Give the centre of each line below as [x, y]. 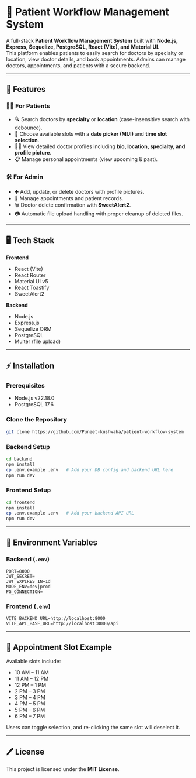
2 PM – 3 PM [30, 691]
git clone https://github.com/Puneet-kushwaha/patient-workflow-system [95, 432]
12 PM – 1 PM [30, 685]
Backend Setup [28, 447]
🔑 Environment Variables [52, 542]
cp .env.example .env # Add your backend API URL [70, 513]
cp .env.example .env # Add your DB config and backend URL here [90, 470]
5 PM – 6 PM [30, 710]
